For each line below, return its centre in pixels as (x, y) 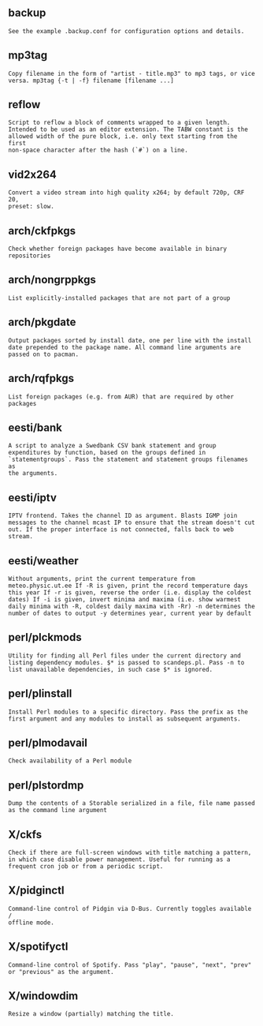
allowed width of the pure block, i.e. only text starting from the (123, 137)
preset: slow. (31, 207)
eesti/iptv (32, 498)
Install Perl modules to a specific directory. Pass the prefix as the (128, 712)
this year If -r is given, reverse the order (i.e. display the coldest (130, 592)
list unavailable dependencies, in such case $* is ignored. (111, 669)
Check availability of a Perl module (70, 761)
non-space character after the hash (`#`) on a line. (98, 150)
